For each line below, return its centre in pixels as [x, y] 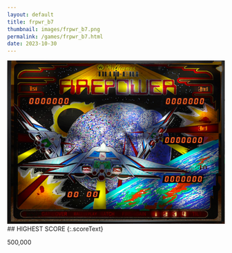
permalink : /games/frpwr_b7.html [55, 37]
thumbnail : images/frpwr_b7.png [54, 29]
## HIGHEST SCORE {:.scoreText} [55, 229]
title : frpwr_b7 [30, 22]
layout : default [30, 15]
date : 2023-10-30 [32, 44]
